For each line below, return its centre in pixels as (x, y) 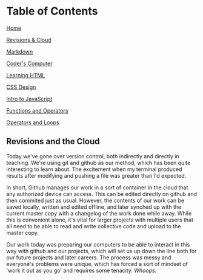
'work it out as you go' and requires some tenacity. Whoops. (82, 270)
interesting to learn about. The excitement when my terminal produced (94, 169)
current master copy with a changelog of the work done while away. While (99, 213)
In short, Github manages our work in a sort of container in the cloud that (97, 187)
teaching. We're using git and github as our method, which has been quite (98, 163)
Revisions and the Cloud (53, 142)
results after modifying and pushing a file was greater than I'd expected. (96, 175)
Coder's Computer (29, 63)
